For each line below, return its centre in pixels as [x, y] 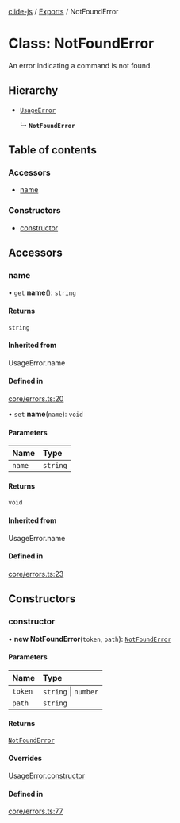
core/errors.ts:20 [36, 399]
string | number [71, 691]
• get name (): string [42, 292]
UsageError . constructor [47, 776]
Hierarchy [33, 91]
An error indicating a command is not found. [80, 65]
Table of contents [52, 150]
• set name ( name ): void [46, 414]
